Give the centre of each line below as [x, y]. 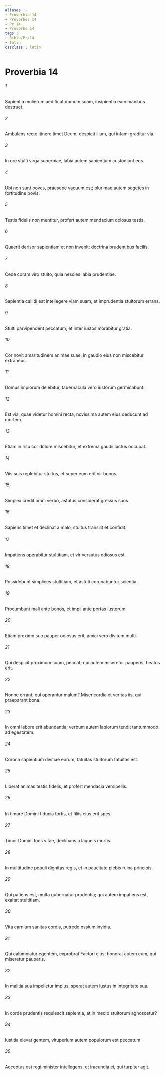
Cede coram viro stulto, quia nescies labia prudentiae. [61, 274]
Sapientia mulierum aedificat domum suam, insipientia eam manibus [75, 102]
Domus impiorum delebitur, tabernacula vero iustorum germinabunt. [75, 387]
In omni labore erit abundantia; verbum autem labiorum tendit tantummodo [82, 727]
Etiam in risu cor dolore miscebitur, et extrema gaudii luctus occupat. [76, 447]
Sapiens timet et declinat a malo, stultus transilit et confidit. [66, 528]
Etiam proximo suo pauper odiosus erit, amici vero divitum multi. [71, 635]
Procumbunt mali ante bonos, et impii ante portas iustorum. [66, 609]
